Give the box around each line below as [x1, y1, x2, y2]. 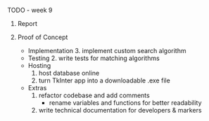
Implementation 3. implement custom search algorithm [27, 47, 186, 55]
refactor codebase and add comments [38, 91, 150, 99]
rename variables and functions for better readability [49, 99, 202, 107]
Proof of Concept [17, 33, 68, 41]
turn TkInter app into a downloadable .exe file [38, 76, 170, 85]
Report [17, 20, 37, 27]
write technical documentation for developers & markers [38, 106, 202, 114]
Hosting [27, 62, 51, 69]
